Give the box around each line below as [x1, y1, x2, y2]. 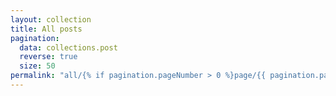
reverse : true [19, 52, 78, 62]
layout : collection [10, 14, 92, 25]
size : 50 [19, 61, 56, 71]
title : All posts [10, 24, 83, 34]
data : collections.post [19, 42, 118, 53]
